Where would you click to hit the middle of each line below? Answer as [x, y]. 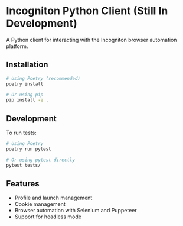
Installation [27, 65]
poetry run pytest [29, 149]
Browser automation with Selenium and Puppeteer [76, 211]
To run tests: [21, 133]
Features [23, 184]
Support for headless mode [48, 217]
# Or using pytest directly [41, 160]
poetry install [25, 84]
